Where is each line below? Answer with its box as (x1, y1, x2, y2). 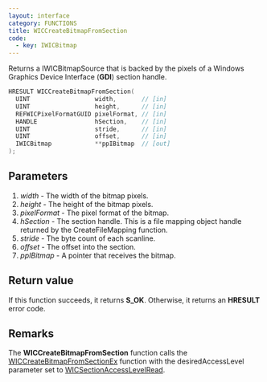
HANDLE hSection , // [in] (15, 117, 167, 125)
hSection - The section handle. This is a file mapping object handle (19, 216, 242, 226)
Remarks (8, 327, 55, 341)
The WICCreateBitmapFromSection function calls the (8, 348, 187, 358)
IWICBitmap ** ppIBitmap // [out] (15, 140, 171, 148)
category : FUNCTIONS (8, 19, 78, 27)
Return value (8, 274, 74, 287)
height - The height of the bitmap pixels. (19, 199, 154, 209)
